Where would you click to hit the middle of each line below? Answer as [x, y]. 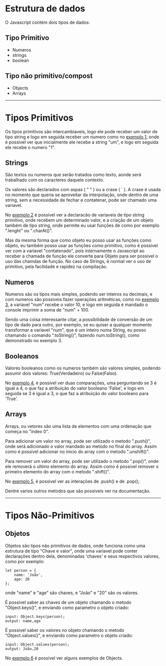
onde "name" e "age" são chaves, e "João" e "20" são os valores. [72, 593]
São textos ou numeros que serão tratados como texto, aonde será [73, 175]
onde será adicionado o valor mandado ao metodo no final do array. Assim [81, 446]
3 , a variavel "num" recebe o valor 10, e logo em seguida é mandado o [77, 305]
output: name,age [23, 621]
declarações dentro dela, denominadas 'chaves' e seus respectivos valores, [83, 556]
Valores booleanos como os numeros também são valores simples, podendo [83, 368]
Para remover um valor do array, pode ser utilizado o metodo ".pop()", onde [82, 461]
